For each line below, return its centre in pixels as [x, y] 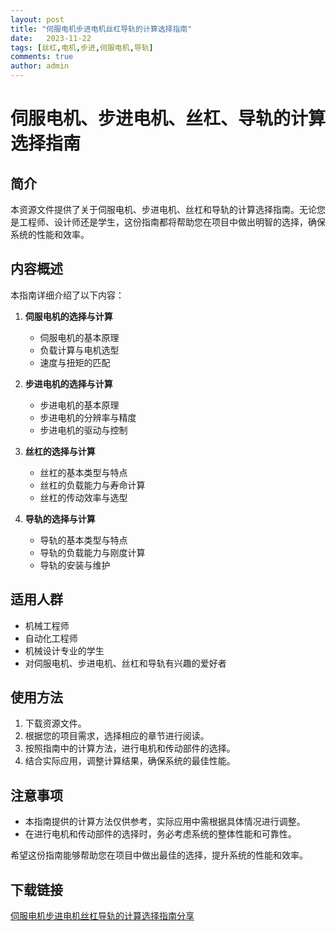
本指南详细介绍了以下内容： [67, 295]
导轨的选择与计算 [60, 518]
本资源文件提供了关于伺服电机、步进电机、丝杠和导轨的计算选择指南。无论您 [168, 209]
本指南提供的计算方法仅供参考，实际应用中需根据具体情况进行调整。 [165, 822]
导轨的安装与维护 [75, 565]
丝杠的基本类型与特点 [83, 472]
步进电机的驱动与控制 [83, 430]
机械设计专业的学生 [64, 650]
